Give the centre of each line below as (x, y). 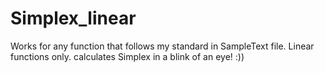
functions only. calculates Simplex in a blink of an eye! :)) (127, 56)
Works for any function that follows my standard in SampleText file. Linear (162, 46)
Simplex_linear (73, 18)
